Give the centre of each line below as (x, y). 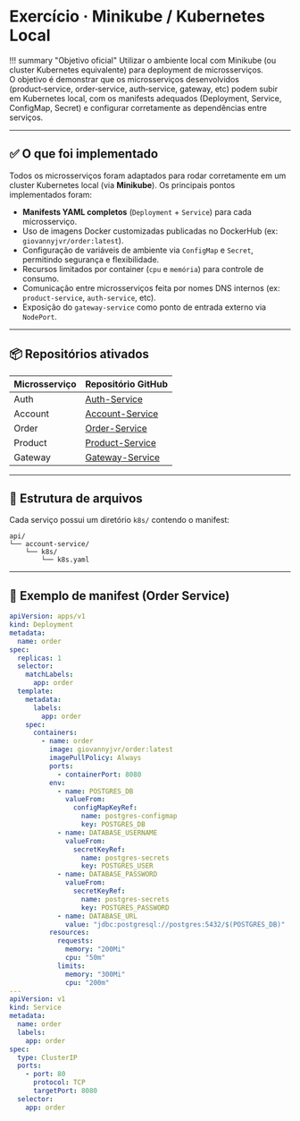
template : (35, 691)
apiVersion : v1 (37, 999)
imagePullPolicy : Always (95, 758)
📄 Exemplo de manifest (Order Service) (120, 596)
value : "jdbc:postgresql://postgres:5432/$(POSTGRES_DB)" (175, 924)
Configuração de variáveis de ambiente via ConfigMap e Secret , (138, 250)
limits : (71, 966)
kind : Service (36, 1008)
